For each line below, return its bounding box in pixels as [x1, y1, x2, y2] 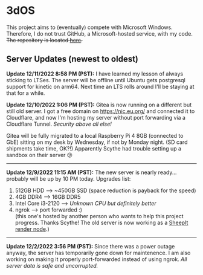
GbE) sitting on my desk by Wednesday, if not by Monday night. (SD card [6, 138, 188, 146]
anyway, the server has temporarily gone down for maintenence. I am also [6, 249, 191, 256]
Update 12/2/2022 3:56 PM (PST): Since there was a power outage [6, 242, 175, 250]
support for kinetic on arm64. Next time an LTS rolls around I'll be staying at [6, 83, 195, 90]
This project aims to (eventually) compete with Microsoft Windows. [6, 24, 173, 31]
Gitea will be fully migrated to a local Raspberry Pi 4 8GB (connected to [6, 132, 184, 139]
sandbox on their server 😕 [6, 151, 73, 158]
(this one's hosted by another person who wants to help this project [14, 212, 184, 219]
